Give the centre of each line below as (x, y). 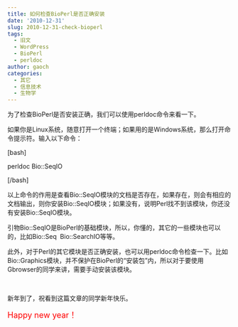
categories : (25, 73)
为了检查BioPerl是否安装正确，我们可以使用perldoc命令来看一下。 (104, 114)
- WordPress (32, 47)
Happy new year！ (42, 315)
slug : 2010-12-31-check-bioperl (55, 27)
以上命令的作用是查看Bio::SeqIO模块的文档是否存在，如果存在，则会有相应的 (119, 195)
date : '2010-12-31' (36, 21)
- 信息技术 (28, 87)
